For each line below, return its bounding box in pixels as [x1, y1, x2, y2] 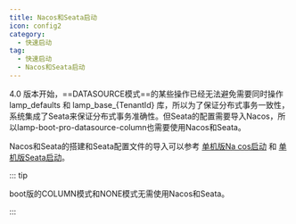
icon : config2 [9, 21, 62, 30]
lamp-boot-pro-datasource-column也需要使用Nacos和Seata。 [16, 121, 247, 132]
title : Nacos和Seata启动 [9, 12, 98, 22]
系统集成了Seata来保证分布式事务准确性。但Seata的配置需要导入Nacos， [9, 111, 278, 121]
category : [9, 29, 46, 38]
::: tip [9, 170, 29, 180]
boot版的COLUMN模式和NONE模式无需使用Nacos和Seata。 [9, 188, 230, 199]
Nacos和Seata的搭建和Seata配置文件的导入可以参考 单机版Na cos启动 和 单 [9, 140, 287, 152]
